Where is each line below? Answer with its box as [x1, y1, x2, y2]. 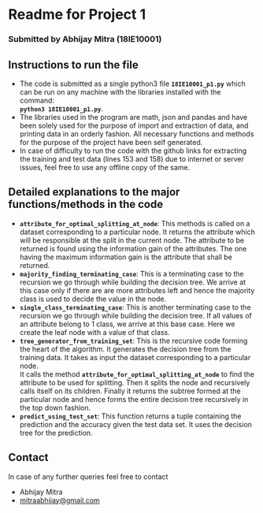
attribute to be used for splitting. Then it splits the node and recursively [19, 377, 250, 387]
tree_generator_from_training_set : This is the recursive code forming [19, 336, 248, 345]
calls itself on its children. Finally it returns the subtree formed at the [19, 386, 242, 396]
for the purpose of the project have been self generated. [19, 137, 203, 147]
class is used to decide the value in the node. [19, 294, 167, 303]
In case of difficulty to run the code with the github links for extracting [19, 146, 246, 155]
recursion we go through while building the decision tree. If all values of [19, 310, 252, 320]
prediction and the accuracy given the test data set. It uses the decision [19, 419, 253, 429]
